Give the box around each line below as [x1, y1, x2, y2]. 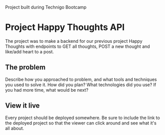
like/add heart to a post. [5, 48, 54, 54]
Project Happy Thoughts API [5, 22, 125, 33]
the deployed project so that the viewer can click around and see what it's [5, 120, 157, 126]
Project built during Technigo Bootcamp [5, 4, 87, 10]
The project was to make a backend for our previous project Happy [5, 38, 143, 44]
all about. [5, 125, 24, 131]
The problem [5, 63, 46, 72]
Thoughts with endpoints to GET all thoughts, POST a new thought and [5, 43, 150, 49]
